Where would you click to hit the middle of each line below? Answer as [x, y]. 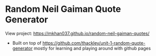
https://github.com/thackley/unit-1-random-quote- [94, 43]
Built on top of [27, 43]
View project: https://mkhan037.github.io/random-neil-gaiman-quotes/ [78, 33]
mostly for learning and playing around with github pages [92, 48]
